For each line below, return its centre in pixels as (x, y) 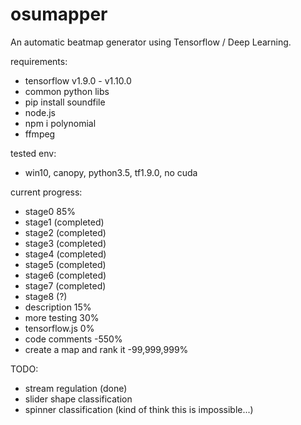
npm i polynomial (60, 123)
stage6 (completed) (65, 275)
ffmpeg (40, 134)
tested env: (33, 153)
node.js (40, 112)
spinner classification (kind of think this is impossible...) (139, 409)
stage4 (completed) (65, 254)
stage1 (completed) (64, 222)
